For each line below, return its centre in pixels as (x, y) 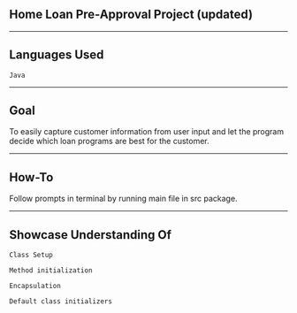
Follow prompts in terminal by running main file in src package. (123, 199)
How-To (31, 177)
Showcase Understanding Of (91, 235)
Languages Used (57, 55)
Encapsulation (35, 286)
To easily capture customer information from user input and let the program (147, 132)
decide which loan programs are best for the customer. (109, 141)
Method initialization (51, 271)
